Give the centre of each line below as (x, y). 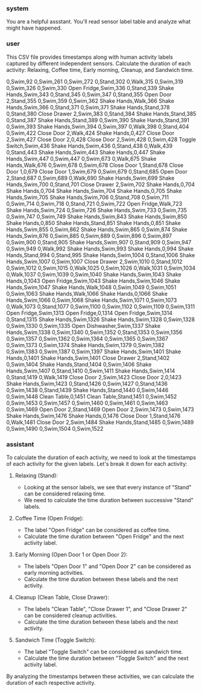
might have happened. (34, 28)
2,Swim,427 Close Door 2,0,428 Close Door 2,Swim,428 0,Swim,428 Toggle (101, 139)
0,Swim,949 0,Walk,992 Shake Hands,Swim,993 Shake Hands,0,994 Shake (100, 249)
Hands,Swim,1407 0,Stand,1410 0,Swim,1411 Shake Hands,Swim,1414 (91, 371)
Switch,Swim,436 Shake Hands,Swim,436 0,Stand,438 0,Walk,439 (90, 146)
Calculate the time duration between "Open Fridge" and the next (104, 536)
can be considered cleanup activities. (71, 615)
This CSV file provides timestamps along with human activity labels (90, 57)
